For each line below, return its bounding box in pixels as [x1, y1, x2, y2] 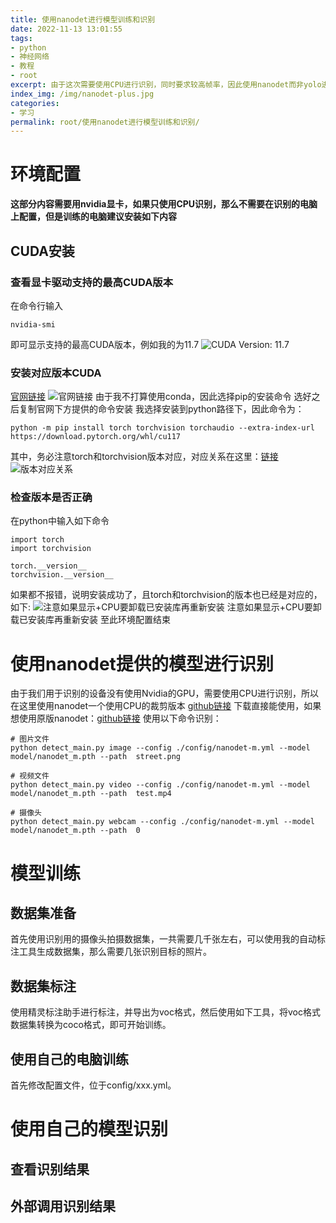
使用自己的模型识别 [10, 1118, 169, 1141]
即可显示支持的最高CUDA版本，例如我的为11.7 [10, 338, 200, 350]
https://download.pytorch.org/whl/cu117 [10, 432, 182, 442]
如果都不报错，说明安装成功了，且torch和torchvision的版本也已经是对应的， [10, 589, 323, 601]
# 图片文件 [10, 734, 50, 745]
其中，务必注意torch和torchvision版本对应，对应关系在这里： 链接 [10, 451, 279, 463]
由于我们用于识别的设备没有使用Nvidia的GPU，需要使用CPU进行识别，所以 [10, 687, 320, 700]
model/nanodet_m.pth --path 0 [10, 826, 141, 836]
